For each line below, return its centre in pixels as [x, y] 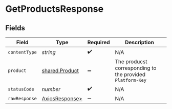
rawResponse [23, 98]
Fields [15, 28]
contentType [23, 52]
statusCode [21, 89]
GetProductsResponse [55, 9]
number [51, 89]
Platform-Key [131, 80]
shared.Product [60, 71]
